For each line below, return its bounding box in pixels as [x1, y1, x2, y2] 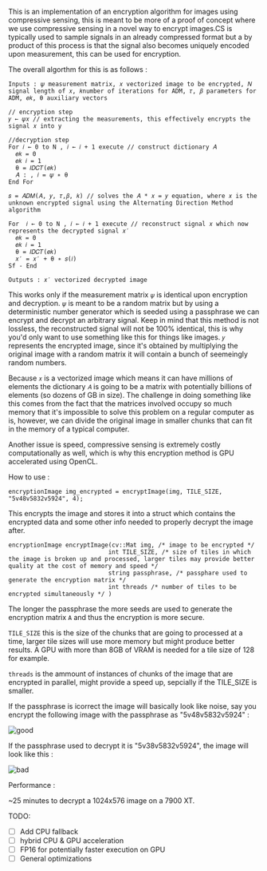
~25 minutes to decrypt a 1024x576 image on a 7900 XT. [8, 796, 195, 805]
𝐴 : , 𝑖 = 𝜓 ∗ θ [15, 171, 69, 179]
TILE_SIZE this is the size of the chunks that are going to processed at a [8, 628, 243, 638]
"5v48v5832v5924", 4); [8, 495, 84, 503]
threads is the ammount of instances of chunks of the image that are [8, 669, 234, 678]
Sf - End [8, 262, 37, 270]
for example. [8, 654, 50, 662]
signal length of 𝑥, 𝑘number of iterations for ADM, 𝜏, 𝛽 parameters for [8, 87, 257, 95]
